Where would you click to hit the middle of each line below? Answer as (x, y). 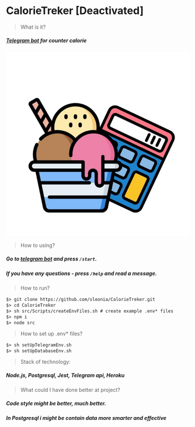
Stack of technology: (46, 362)
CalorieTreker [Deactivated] (75, 11)
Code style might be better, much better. (56, 403)
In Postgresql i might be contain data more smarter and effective (86, 418)
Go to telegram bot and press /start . (52, 259)
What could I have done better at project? (70, 390)
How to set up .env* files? (51, 334)
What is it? (33, 27)
